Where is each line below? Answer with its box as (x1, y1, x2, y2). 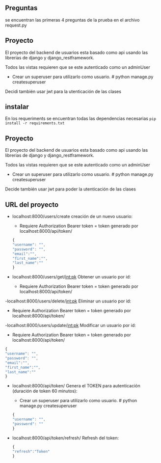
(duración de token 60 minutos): (12, 388, 78, 394)
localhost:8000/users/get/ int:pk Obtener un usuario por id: (12, 274, 131, 280)
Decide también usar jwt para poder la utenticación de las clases (5, 186, 136, 192)
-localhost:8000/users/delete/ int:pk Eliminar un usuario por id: (5, 298, 132, 304)
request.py (5, 22, 27, 28)
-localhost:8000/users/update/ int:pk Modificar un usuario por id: (5, 323, 136, 328)
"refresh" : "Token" (12, 449, 50, 454)
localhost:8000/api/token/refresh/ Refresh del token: (12, 435, 119, 441)
